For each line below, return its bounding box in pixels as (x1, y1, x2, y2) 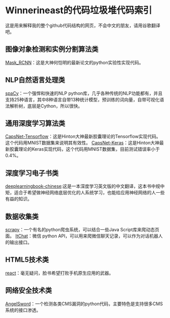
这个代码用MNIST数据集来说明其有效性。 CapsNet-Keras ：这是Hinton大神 (5, 140, 160, 146)
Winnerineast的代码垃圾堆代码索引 (5, 5, 152, 16)
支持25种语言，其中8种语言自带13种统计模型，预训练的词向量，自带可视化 (5, 96, 160, 102)
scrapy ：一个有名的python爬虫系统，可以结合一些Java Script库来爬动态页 (5, 227, 159, 232)
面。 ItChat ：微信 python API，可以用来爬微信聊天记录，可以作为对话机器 (5, 233, 158, 239)
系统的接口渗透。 (5, 307, 41, 313)
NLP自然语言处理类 (5, 76, 65, 84)
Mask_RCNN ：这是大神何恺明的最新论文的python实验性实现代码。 (5, 59, 144, 65)
